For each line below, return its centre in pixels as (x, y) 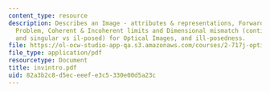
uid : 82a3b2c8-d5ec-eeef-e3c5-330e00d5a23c (82, 75)
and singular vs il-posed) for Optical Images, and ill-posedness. (131, 38)
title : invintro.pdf (43, 68)
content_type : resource (48, 16)
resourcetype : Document (48, 61)
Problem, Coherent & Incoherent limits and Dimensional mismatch (127, 30)
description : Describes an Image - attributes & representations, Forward (136, 23)
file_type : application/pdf (55, 53)
